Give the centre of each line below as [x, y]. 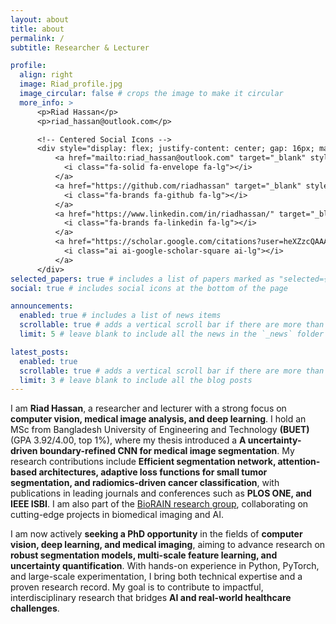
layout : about [40, 19]
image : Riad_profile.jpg [71, 84]
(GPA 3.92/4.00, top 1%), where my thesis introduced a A [128, 440]
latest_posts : [40, 352]
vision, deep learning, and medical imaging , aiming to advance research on [168, 545]
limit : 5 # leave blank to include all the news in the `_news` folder [172, 334]
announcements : [42, 306]
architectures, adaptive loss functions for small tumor [153, 472]
